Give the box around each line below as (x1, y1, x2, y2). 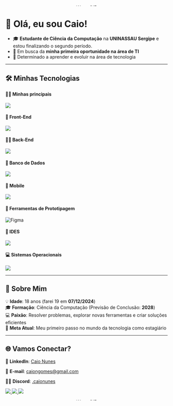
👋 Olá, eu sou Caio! (5, 18, 88, 30)
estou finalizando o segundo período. (12, 43, 93, 49)
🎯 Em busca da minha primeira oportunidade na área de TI (12, 48, 139, 54)
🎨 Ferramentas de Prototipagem (5, 205, 75, 211)
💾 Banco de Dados (5, 159, 45, 166)
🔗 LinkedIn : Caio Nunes (5, 358, 56, 364)
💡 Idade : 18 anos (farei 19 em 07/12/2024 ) (5, 298, 96, 304)
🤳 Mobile (5, 182, 25, 189)
